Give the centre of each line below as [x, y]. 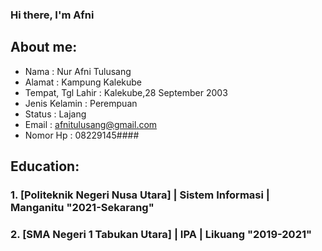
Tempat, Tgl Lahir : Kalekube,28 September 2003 [126, 92]
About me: [44, 47]
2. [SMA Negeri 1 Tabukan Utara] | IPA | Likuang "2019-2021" [161, 234]
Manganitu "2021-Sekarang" [82, 208]
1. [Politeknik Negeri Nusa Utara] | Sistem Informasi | [140, 195]
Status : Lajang [55, 114]
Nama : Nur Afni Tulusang [78, 71]
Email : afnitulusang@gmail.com [91, 124]
